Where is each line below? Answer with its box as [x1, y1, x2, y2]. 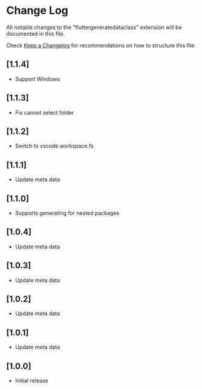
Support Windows [15, 75, 60, 82]
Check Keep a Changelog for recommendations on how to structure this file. [6, 42, 197, 49]
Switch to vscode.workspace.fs [15, 143, 94, 150]
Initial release [15, 377, 48, 384]
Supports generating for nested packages [15, 210, 120, 216]
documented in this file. [6, 30, 65, 37]
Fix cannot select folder [15, 109, 74, 116]
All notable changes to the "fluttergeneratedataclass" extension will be [6, 24, 183, 31]
